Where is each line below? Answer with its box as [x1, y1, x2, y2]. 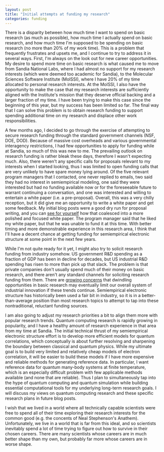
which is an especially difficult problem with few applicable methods [5, 369, 143, 375]
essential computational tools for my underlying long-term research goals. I [5, 385, 157, 391]
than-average [5, 298, 33, 303]
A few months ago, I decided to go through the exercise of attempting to [5, 128, 150, 133]
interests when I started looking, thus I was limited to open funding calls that [5, 164, 159, 170]
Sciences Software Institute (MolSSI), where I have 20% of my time [5, 76, 140, 82]
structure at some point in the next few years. [5, 237, 97, 242]
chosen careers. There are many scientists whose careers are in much [5, 431, 147, 437]
